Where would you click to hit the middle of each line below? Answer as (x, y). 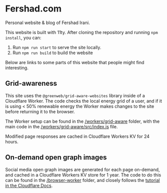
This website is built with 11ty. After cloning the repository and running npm (81, 32)
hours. (12, 141)
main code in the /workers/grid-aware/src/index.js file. (61, 126)
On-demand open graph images (56, 158)
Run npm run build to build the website (53, 53)
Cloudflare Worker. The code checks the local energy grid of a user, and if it (83, 101)
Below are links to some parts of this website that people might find (75, 62)
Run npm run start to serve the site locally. (57, 47)
